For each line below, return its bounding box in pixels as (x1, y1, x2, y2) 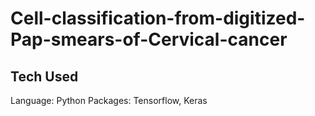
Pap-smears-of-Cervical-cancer (10, 28, 288, 51)
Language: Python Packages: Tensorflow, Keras (10, 95, 208, 106)
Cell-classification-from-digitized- (10, 7, 306, 30)
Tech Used (10, 68, 79, 85)
